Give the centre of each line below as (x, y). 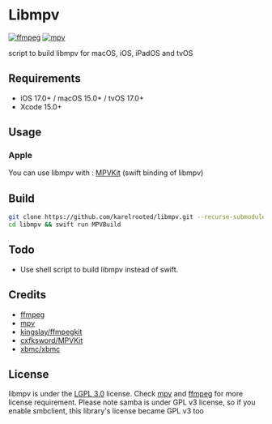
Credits (28, 295)
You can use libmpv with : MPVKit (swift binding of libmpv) (106, 173)
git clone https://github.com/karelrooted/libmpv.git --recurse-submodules (139, 217)
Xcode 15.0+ (41, 106)
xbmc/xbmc (40, 349)
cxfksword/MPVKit (51, 340)
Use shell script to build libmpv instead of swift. (99, 269)
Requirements (45, 79)
